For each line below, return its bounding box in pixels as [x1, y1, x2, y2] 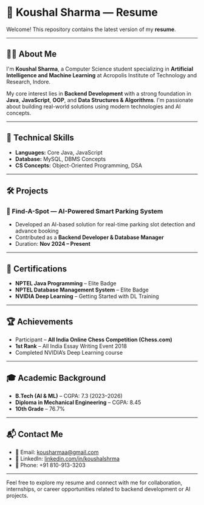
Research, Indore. [6, 78, 51, 85]
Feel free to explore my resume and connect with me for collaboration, [6, 479, 183, 486]
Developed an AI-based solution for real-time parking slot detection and [15, 221, 195, 228]
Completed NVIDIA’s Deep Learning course [15, 349, 123, 356]
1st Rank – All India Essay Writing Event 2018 [15, 342, 127, 349]
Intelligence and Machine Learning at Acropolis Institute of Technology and [6, 71, 197, 78]
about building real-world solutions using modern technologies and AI [6, 103, 181, 110]
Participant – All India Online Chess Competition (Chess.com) [15, 336, 172, 343]
